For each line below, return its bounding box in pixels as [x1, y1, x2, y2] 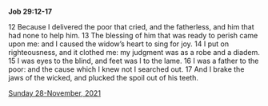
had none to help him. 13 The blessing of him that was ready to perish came [8, 31, 258, 40]
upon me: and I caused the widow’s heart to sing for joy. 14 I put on [8, 39, 230, 49]
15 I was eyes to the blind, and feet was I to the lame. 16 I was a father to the [8, 56, 259, 65]
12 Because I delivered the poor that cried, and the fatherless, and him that [8, 22, 254, 31]
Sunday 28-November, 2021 [8, 88, 102, 98]
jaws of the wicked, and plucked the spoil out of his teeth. [8, 73, 198, 82]
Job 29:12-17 [8, 7, 53, 16]
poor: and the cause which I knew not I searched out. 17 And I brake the [8, 65, 245, 74]
